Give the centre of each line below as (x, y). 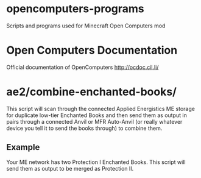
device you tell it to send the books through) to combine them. (84, 128)
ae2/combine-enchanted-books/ (91, 92)
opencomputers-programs (75, 9)
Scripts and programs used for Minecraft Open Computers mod (86, 26)
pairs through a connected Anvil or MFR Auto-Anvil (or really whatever (94, 121)
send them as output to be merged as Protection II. (70, 168)
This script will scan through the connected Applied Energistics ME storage (100, 109)
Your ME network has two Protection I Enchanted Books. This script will (96, 162)
